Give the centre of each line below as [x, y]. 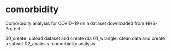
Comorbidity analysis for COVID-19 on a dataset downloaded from [75, 23]
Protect [13, 28]
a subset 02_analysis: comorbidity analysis [50, 43]
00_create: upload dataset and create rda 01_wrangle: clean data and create [85, 38]
